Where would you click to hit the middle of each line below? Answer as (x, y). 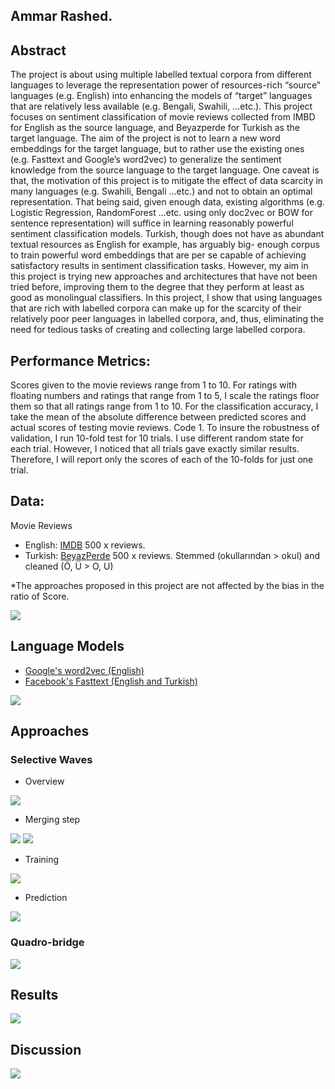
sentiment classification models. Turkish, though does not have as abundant (167, 234)
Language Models (67, 646)
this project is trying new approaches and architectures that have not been (164, 276)
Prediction (46, 898)
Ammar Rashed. (61, 16)
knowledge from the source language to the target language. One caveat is (165, 170)
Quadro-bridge (47, 942)
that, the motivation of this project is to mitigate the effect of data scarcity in (167, 181)
